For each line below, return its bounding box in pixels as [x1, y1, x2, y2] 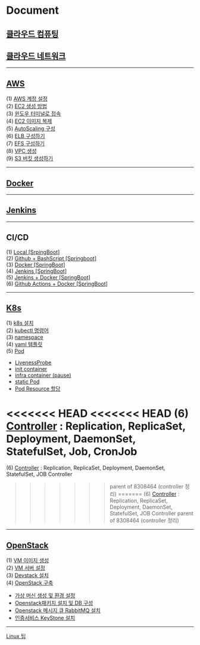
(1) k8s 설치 [6, 320, 34, 327]
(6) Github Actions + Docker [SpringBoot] [6, 280, 108, 287]
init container [14, 365, 48, 373]
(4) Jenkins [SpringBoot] [6, 267, 67, 275]
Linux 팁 [6, 632, 26, 640]
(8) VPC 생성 [6, 148, 37, 155]
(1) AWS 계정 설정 [6, 95, 48, 102]
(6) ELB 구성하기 [6, 133, 45, 140]
